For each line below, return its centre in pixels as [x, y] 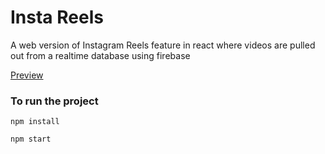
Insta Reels [57, 17]
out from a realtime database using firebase [100, 55]
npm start [31, 139]
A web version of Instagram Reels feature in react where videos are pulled [163, 45]
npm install [35, 122]
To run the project [54, 101]
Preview [27, 75]
